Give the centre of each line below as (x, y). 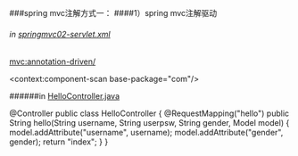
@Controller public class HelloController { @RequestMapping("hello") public (149, 113)
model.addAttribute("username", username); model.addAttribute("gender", (146, 133)
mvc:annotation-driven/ (53, 62)
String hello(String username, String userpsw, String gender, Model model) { (149, 123)
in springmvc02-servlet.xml (60, 34)
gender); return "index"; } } (59, 142)
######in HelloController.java (65, 96)
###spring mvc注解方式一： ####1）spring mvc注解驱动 (113, 13)
